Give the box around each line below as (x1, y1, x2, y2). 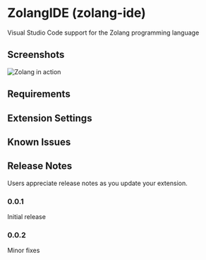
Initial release (7, 213, 46, 221)
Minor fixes (7, 246, 40, 255)
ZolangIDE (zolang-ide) (7, 5, 146, 21)
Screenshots (7, 49, 65, 61)
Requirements (7, 88, 71, 100)
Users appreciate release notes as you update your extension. (7, 179, 188, 187)
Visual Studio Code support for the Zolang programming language (7, 28, 200, 37)
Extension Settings (7, 112, 92, 124)
